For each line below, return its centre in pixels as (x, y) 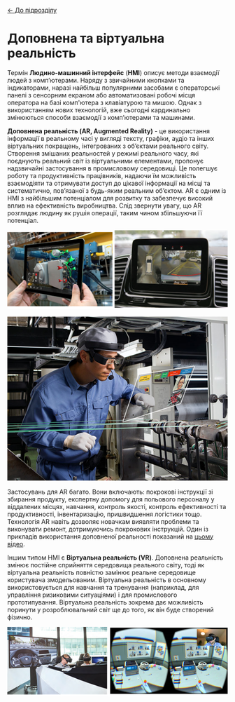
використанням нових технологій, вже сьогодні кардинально (99, 110)
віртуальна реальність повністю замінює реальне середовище (101, 572)
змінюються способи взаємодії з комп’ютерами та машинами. (101, 117)
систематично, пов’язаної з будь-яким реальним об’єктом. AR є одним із (117, 190)
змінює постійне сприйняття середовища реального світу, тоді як (106, 565)
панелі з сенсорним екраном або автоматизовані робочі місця (101, 95)
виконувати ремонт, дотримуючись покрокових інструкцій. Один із (108, 529)
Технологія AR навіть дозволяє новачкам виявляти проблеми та (103, 521)
